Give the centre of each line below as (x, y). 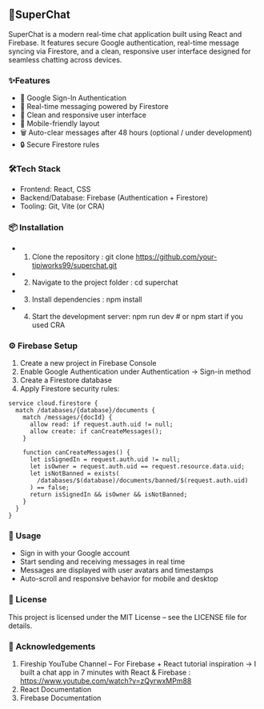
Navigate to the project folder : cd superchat (105, 282)
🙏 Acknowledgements (52, 646)
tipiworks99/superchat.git (74, 265)
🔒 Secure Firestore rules (60, 144)
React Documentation (56, 689)
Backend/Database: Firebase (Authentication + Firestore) (114, 198)
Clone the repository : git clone (83, 257)
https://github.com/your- (176, 257)
